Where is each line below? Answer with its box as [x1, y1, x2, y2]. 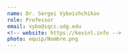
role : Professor [7, 17, 54, 23]
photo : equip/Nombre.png [7, 36, 78, 43]
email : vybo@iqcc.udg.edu [7, 23, 81, 30]
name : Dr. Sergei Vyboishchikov [7, 10, 100, 17]
